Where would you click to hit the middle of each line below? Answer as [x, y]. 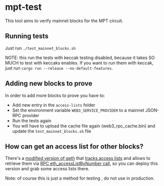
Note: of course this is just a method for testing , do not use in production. [80, 178]
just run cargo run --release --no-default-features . [59, 68]
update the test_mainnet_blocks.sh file [52, 131]
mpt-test [23, 7]
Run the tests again [32, 121]
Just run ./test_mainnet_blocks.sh [41, 48]
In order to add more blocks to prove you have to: [55, 95]
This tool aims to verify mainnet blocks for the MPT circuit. [64, 21]
